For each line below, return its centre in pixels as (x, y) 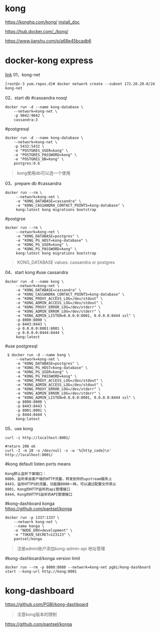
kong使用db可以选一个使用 (44, 173)
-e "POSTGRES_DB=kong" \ (39, 159)
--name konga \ (29, 526)
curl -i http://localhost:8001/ (38, 438)
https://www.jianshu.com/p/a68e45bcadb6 (48, 41)
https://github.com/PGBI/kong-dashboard (47, 604)
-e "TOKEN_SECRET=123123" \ (42, 535)
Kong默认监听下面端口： (26, 474)
